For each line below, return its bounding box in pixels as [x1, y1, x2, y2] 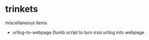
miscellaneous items [5, 20, 47, 26]
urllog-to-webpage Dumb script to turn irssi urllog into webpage [12, 29, 145, 35]
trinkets [5, 3, 38, 15]
